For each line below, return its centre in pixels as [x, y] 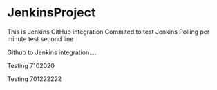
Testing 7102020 [31, 65]
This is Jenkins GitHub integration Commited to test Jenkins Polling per [108, 32]
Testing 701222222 [35, 79]
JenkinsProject [51, 13]
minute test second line [40, 38]
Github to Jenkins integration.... [52, 52]
